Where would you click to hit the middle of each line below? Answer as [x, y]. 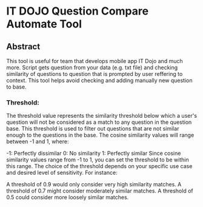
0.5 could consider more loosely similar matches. [68, 197]
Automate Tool [44, 24]
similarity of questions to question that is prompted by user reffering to [95, 74]
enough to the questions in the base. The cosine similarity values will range [100, 135]
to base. [16, 87]
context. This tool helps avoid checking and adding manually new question [99, 80]
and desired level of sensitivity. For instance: [62, 173]
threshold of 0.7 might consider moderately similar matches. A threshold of [100, 191]
